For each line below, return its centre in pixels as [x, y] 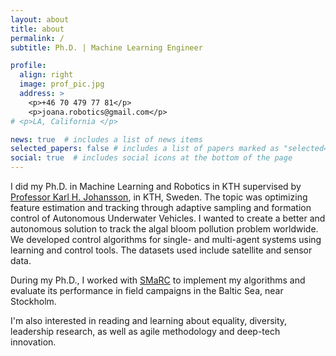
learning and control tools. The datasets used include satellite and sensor [161, 250]
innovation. [33, 342]
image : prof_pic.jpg [62, 84]
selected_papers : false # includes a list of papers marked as [145, 149]
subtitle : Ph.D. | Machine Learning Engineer [106, 47]
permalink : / [37, 38]
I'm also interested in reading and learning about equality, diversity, [149, 320]
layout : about [40, 19]
